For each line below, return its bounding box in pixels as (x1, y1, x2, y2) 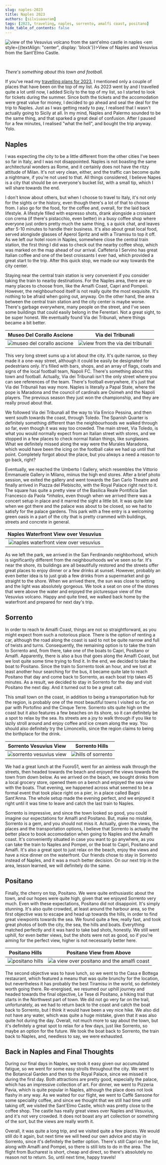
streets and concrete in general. (5, 519, 70, 525)
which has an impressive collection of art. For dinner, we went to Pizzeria (5, 1082, 154, 1088)
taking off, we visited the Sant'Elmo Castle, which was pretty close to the (5, 1103, 154, 1109)
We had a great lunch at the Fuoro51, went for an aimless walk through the (5, 763, 157, 770)
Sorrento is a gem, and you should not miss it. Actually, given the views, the (5, 820, 159, 826)
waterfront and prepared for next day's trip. (5, 599, 94, 605)
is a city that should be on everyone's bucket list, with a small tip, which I (5, 179, 154, 186)
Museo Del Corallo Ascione (7, 331, 73, 338)
